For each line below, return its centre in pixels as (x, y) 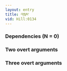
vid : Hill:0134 (21, 19)
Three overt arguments (33, 63)
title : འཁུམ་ (17, 14)
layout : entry (20, 10)
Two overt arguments (32, 50)
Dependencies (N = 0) (32, 36)
